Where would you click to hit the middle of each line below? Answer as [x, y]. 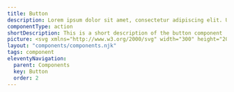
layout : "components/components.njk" [62, 46]
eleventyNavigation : [37, 59]
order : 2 [26, 78]
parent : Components [42, 65]
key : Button [31, 71]
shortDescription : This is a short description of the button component [115, 33]
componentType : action [40, 26]
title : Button [28, 13]
